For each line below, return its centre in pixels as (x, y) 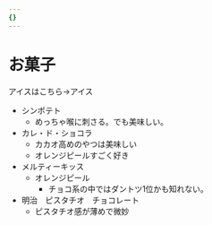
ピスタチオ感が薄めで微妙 (82, 211)
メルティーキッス (52, 166)
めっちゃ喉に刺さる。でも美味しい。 (102, 121)
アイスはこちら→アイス (51, 91)
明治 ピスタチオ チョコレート (80, 200)
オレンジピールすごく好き (82, 155)
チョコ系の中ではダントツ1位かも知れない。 (128, 188)
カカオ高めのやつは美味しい (86, 143)
